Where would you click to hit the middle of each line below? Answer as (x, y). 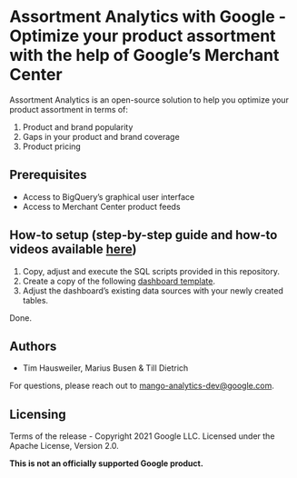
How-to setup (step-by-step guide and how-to (144, 235)
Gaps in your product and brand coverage (101, 136)
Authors (33, 346)
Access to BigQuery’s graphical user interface (109, 196)
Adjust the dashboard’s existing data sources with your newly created (153, 290)
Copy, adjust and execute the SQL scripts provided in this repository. (151, 271)
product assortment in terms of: (69, 109)
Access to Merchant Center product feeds (101, 206)
